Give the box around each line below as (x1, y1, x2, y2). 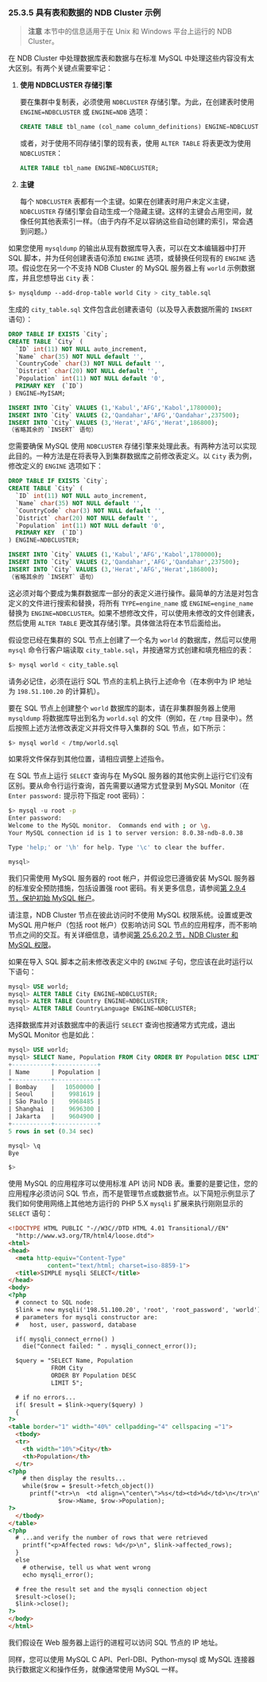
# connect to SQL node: (15, 1298, 94, 1306)
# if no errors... (15, 1393, 77, 1401)
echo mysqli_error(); (22, 1571, 94, 1579)
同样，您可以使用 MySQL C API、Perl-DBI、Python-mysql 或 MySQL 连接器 (8, 1654, 256, 1664)
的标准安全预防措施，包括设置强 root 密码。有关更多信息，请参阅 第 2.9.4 (8, 883, 246, 893)
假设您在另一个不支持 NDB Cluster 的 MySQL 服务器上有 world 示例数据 (21, 263, 256, 273)
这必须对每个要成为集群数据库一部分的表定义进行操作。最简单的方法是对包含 (8, 588, 259, 598)
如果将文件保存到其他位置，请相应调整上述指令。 (8, 754, 168, 764)
